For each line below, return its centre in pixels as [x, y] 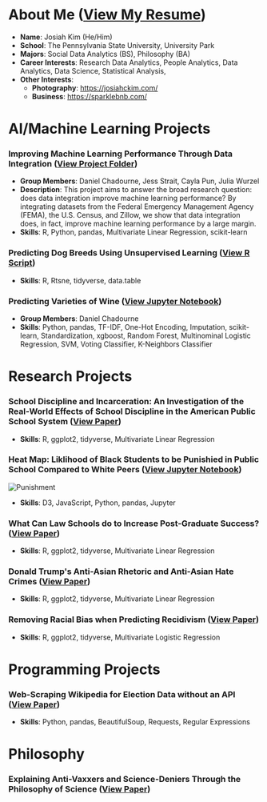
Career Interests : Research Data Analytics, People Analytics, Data [129, 62]
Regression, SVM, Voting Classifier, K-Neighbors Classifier [116, 344]
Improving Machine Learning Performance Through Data [121, 154]
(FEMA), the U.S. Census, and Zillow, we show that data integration [130, 215]
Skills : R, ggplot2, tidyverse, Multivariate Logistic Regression [120, 637]
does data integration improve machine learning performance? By [128, 198]
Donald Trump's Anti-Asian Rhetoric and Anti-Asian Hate [121, 571]
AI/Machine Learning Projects [110, 129]
